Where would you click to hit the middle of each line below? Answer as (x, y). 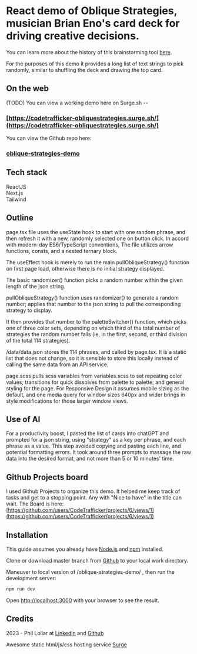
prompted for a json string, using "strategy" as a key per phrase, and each (96, 440)
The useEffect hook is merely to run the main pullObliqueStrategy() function (98, 262)
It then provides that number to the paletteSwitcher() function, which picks (96, 321)
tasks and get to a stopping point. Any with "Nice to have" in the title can (94, 498)
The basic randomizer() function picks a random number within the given (95, 280)
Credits (20, 619)
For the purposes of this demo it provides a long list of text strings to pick (95, 64)
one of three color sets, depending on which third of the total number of (93, 328)
